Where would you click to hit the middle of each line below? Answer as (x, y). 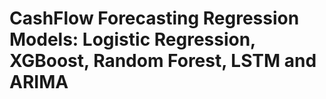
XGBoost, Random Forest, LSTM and (163, 61)
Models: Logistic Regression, (132, 39)
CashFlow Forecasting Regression (154, 18)
